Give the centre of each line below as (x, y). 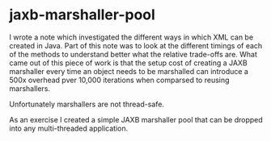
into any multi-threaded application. (69, 128)
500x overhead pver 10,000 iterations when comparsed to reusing (119, 80)
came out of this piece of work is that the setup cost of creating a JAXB (128, 63)
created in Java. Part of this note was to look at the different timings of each (136, 45)
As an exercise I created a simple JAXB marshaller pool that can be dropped (136, 119)
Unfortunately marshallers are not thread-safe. (87, 104)
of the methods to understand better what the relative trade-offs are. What (133, 54)
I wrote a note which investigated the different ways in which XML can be (131, 37)
